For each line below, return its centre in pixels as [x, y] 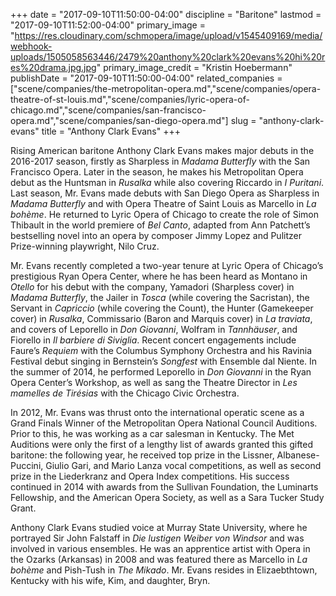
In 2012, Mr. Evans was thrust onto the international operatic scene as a [157, 412]
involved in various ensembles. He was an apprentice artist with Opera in [160, 548]
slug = [243, 120]
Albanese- [298, 455]
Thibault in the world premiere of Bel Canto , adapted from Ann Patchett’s [160, 225]
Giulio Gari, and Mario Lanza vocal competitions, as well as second [183, 465]
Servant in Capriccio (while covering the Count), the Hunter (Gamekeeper [162, 308]
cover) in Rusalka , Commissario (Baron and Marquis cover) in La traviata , [161, 318]
